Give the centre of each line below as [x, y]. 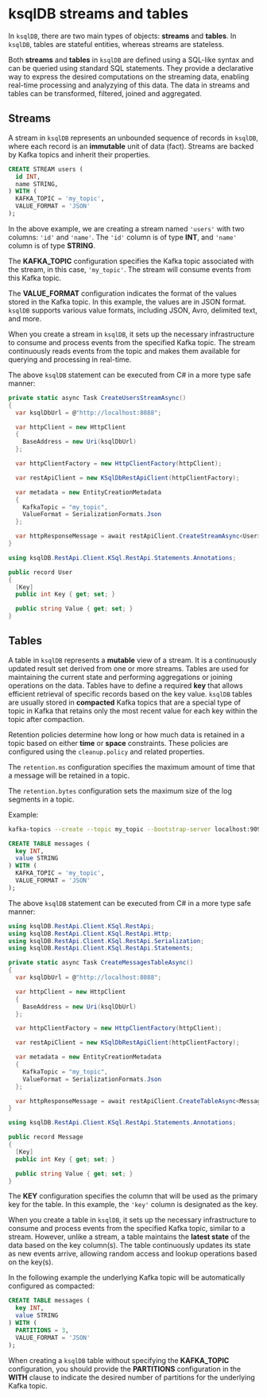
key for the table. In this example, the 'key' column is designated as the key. [133, 1205]
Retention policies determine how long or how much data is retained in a [126, 734]
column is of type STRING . [52, 245]
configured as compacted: [52, 1286]
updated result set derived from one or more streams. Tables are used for [129, 668]
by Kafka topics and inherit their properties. [79, 154]
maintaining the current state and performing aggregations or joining [120, 677]
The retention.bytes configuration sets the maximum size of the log [120, 790]
